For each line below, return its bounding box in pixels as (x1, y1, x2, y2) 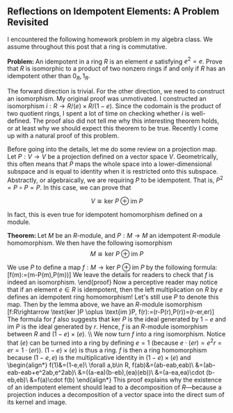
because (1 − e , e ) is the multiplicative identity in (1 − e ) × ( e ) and (7, 353, 191, 361)
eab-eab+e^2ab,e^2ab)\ (7, 368, 77, 376)
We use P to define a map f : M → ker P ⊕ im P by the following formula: (7, 263, 218, 271)
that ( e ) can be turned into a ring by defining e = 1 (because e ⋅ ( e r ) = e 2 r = (7, 337, 223, 347)
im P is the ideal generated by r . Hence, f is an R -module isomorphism (7, 322, 209, 331)
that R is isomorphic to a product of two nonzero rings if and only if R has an (7, 64, 226, 73)
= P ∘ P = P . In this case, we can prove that (7, 183, 131, 191)
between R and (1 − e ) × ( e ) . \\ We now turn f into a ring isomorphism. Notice (7, 329, 226, 338)
